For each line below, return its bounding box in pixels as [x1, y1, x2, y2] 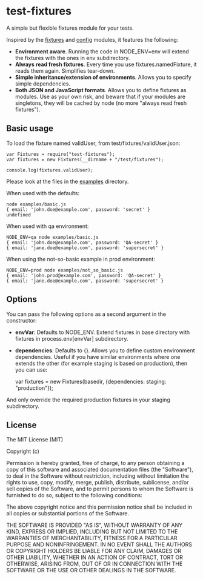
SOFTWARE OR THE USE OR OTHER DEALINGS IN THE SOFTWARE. [6, 567, 176, 574]
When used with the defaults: [6, 189, 80, 196]
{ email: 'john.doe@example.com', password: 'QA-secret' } [6, 239, 159, 246]
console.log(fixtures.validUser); [6, 167, 94, 173]
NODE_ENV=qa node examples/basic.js [6, 234, 99, 240]
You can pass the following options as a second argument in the [6, 310, 167, 318]
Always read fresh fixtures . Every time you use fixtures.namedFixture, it [15, 61, 197, 68]
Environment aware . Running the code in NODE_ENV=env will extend [15, 47, 189, 55]
